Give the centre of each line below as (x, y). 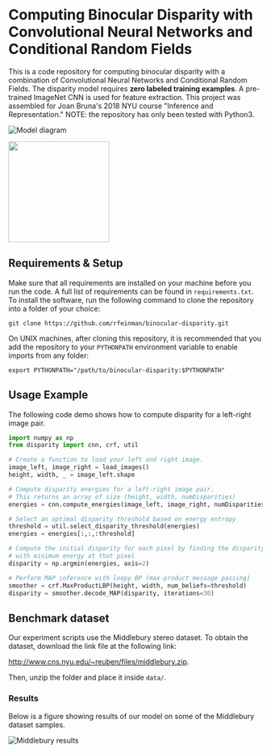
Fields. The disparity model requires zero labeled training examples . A (126, 88)
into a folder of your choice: (54, 308)
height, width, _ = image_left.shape (72, 475)
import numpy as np (41, 437)
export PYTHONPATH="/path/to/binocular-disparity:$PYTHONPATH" (117, 370)
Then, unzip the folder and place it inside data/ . (88, 678)
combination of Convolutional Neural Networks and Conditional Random (128, 80)
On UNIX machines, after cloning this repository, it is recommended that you (135, 338)
